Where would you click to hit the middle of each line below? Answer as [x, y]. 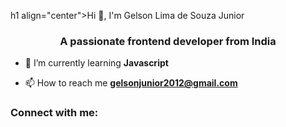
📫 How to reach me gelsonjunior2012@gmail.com [131, 83]
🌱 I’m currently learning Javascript [96, 63]
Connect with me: [54, 113]
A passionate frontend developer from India [168, 41]
